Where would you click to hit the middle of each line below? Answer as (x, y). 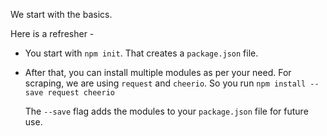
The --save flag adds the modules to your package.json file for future (166, 111)
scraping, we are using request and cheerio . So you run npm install (165, 83)
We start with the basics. (61, 14)
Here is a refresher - (52, 33)
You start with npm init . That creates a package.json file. (141, 53)
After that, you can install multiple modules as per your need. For (158, 72)
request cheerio (81, 93)
